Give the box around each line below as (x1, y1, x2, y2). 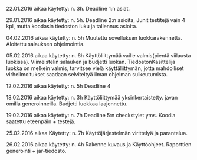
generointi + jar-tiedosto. (6, 148, 67, 154)
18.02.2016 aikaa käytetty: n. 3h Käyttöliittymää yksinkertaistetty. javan (6, 94, 178, 101)
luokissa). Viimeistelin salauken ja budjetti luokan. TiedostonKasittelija (6, 59, 176, 65)
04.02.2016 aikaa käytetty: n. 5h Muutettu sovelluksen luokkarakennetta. (6, 34, 183, 41)
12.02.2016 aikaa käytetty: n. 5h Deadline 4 (6, 82, 111, 89)
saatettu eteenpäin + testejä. (6, 118, 75, 125)
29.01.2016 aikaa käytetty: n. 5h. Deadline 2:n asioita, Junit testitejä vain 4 (6, 17, 186, 23)
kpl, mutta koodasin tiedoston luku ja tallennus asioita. (6, 23, 137, 30)
